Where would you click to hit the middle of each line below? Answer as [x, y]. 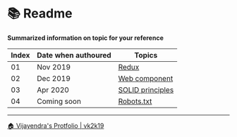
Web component [146, 78]
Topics [146, 55]
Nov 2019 [54, 67]
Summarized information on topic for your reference [85, 38]
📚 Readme [40, 14]
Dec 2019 [54, 78]
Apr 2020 [53, 90]
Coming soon [59, 101]
